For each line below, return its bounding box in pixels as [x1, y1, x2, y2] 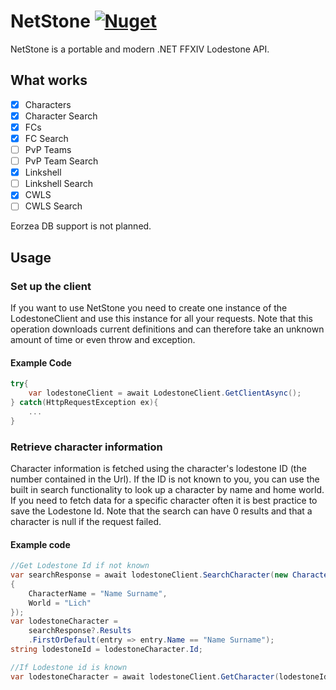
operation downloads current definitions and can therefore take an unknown [10, 323, 325, 335]
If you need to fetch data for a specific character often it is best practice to [10, 494, 318, 506]
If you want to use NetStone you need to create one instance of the [10, 302, 288, 314]
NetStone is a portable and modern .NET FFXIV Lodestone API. [10, 43, 270, 55]
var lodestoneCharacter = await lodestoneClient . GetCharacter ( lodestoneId [10, 671, 329, 682]
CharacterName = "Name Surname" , [28, 588, 168, 599]
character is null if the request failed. [10, 515, 162, 527]
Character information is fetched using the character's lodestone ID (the [10, 462, 307, 474]
